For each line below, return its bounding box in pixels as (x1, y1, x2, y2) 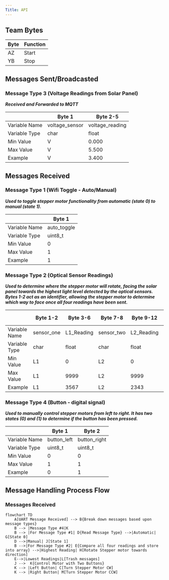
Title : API (5, 7, 28, 13)
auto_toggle (47, 224, 75, 231)
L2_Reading (130, 329, 159, 336)
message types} (5, 522, 37, 527)
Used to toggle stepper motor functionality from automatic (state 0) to (5, 198, 156, 204)
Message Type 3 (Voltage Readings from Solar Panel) (5, 90, 138, 97)
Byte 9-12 (131, 314, 157, 321)
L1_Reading (65, 329, 94, 336)
